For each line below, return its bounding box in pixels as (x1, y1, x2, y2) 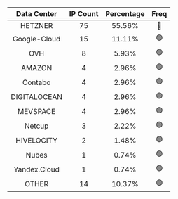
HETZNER (20, 21, 53, 30)
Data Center (15, 9, 57, 18)
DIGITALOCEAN (11, 91, 63, 101)
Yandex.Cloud (13, 165, 60, 174)
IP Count (69, 9, 99, 18)
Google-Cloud (13, 34, 61, 44)
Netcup (24, 121, 49, 131)
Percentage (104, 9, 145, 18)
